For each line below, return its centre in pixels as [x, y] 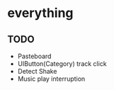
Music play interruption [51, 79]
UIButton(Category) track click [62, 64]
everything [40, 13]
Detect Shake [37, 71]
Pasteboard [34, 56]
